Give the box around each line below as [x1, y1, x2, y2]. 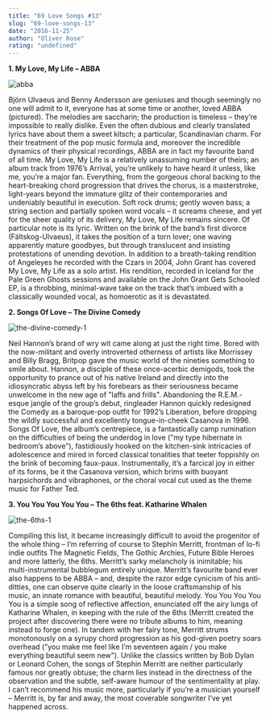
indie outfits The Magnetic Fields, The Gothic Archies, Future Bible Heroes [8, 548, 255, 558]
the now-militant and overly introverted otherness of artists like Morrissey [8, 347, 253, 357]
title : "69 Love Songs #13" [8, 11, 103, 20]
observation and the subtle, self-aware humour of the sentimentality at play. [8, 676, 260, 686]
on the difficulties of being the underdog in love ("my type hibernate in [8, 432, 243, 443]
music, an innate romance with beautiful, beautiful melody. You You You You [8, 591, 262, 601]
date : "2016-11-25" [8, 27, 74, 35]
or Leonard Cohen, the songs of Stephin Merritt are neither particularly [8, 659, 243, 669]
